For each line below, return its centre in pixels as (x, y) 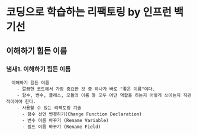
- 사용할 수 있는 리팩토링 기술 (49, 108)
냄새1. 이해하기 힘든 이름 (38, 69)
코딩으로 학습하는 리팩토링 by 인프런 (89, 12)
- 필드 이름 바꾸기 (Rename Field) (61, 127)
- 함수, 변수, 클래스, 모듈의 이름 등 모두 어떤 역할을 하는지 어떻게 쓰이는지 (99, 95)
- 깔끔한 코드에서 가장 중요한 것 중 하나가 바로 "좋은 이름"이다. (86, 89)
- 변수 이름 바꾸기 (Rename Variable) (65, 120)
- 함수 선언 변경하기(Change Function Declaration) (82, 114)
